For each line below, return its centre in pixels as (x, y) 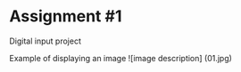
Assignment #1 (66, 16)
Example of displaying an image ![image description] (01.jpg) (120, 58)
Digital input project (46, 41)
